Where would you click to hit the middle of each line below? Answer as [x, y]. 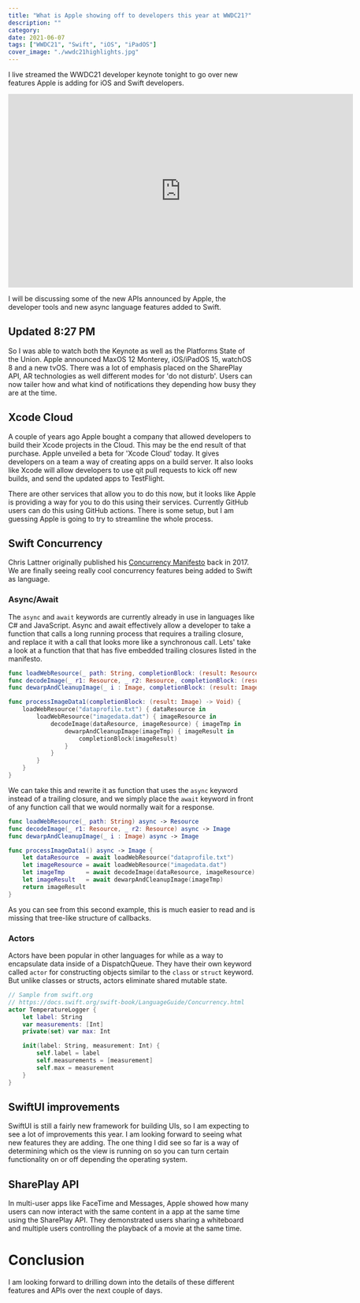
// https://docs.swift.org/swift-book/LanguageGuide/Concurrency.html [126, 1002]
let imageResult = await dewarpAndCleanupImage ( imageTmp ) [123, 880]
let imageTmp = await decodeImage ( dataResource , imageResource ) [139, 873]
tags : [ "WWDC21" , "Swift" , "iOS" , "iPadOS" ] [82, 45]
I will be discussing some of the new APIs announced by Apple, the [117, 299]
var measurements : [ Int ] [63, 1024]
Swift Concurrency [56, 544]
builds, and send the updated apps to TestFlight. [87, 478]
